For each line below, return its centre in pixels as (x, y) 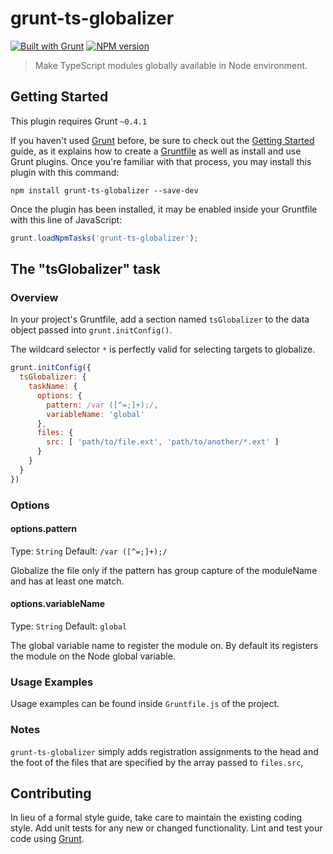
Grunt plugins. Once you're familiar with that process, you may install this (161, 161)
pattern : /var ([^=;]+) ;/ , (102, 405)
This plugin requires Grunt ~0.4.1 (79, 121)
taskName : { (53, 387)
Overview (34, 297)
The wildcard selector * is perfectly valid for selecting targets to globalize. (163, 349)
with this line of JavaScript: (66, 219)
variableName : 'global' (95, 414)
